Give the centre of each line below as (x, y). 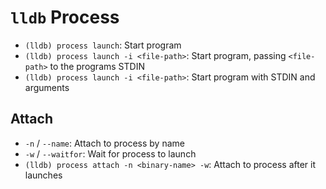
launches (43, 175)
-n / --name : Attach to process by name (104, 143)
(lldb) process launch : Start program (103, 45)
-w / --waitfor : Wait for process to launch (110, 153)
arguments (47, 87)
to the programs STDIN (97, 66)
